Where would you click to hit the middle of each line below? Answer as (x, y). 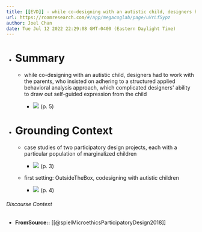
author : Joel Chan (29, 23)
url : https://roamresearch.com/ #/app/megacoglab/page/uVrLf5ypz (88, 17)
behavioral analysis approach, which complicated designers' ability (107, 88)
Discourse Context (29, 204)
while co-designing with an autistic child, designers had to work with (109, 75)
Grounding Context (64, 131)
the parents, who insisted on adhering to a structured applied (99, 81)
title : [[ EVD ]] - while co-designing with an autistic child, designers (99, 12)
